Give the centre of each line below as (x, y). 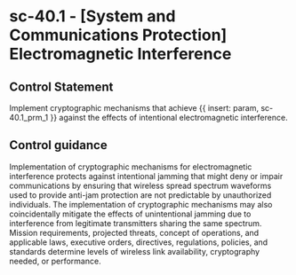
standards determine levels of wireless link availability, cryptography (135, 251)
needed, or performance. (55, 261)
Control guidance (59, 145)
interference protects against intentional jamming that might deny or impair (146, 176)
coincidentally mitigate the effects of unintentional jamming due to (130, 214)
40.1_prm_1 (29, 118)
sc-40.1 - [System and (92, 16)
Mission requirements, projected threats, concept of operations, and (134, 232)
